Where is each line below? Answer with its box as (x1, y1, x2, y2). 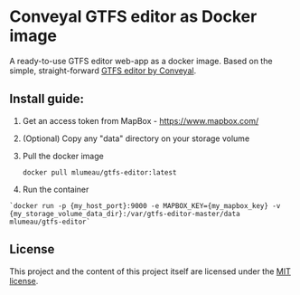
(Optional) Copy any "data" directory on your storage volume (22, 133, 250, 144)
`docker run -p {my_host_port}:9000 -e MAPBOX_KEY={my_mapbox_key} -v (9, 201, 281, 210)
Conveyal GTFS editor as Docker (9, 6, 258, 27)
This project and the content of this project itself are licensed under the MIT (9, 265, 292, 277)
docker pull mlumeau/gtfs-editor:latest (22, 167, 177, 177)
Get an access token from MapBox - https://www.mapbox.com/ (22, 115, 259, 126)
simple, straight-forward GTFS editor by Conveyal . (9, 65, 197, 76)
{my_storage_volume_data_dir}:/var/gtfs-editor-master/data (9, 209, 241, 218)
